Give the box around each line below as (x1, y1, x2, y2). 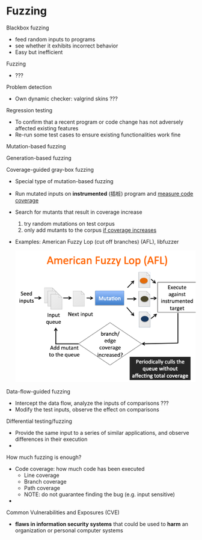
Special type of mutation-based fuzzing (14, 177, 114, 184)
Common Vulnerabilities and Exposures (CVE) (6, 509, 120, 516)
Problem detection (6, 83, 52, 91)
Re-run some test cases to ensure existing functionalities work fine (14, 131, 181, 138)
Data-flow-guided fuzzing (6, 387, 71, 395)
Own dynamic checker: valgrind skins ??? (14, 95, 118, 102)
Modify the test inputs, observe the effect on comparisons (14, 405, 159, 413)
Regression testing (6, 106, 53, 114)
